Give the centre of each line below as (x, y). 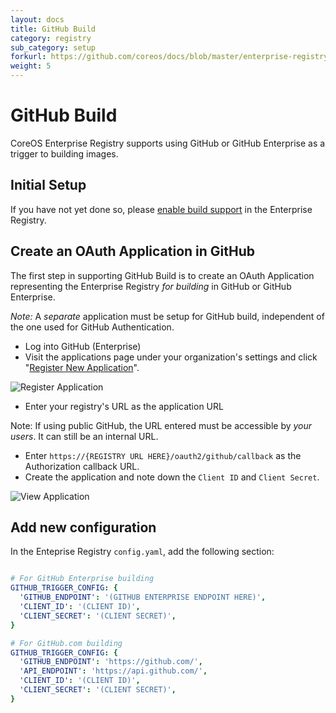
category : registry (51, 38)
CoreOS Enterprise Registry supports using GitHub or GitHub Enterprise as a (168, 143)
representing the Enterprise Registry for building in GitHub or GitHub (151, 286)
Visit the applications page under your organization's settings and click (171, 357)
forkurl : (28, 57)
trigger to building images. (64, 153)
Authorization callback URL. (82, 466)
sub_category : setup (53, 47)
